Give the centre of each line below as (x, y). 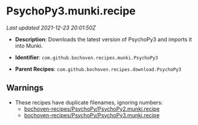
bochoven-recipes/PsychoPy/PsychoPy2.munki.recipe (92, 109)
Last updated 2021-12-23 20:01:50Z (51, 28)
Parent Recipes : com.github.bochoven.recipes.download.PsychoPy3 (98, 69)
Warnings (25, 88)
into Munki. (29, 46)
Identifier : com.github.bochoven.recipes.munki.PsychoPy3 (86, 57)
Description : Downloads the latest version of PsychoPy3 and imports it (103, 39)
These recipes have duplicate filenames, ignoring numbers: (89, 102)
